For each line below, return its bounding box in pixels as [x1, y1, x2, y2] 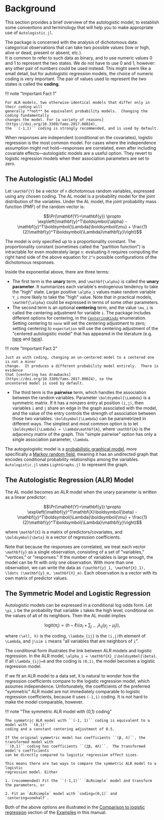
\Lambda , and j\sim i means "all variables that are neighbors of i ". [5, 638, 139, 644]
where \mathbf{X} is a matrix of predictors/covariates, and [5, 529, 123, 535]
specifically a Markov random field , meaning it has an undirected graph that [5, 451, 158, 457]
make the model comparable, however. [5, 699, 84, 705]
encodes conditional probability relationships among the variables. [5, 456, 140, 462]
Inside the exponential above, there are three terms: [5, 269, 110, 274]
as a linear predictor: [5, 494, 47, 500]
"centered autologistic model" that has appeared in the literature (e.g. [12, 331, 153, 336]
